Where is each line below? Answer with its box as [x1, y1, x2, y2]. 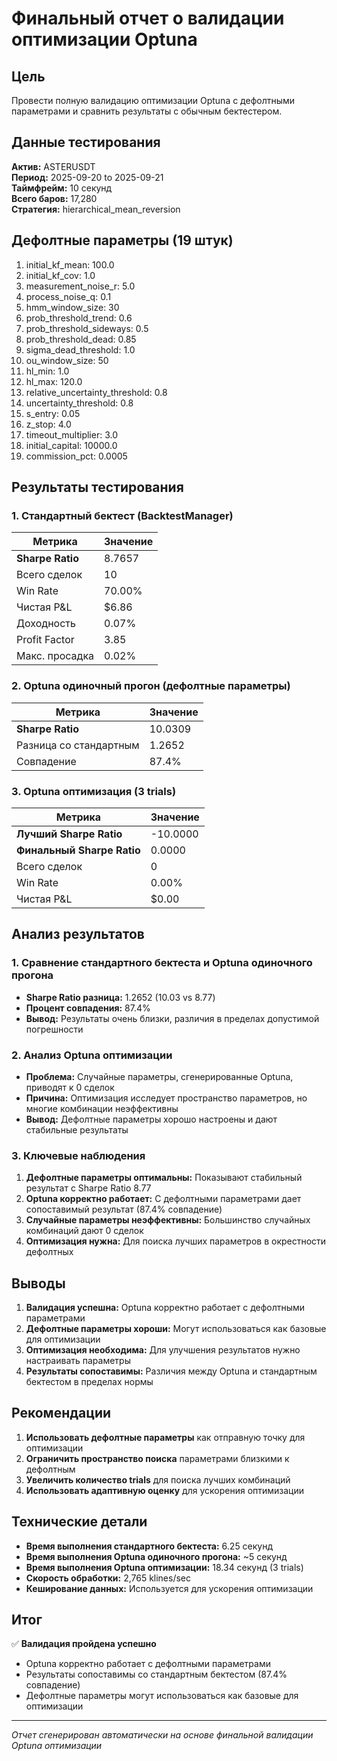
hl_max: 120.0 [25, 375, 83, 387]
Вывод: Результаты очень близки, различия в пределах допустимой [25, 1012, 320, 1024]
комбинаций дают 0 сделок [25, 1225, 144, 1237]
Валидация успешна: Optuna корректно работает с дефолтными [25, 1302, 306, 1313]
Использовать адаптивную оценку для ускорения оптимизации [25, 1484, 305, 1496]
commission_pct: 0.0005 [25, 450, 128, 462]
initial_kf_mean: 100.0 [25, 258, 115, 271]
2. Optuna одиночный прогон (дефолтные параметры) [11, 679, 291, 693]
